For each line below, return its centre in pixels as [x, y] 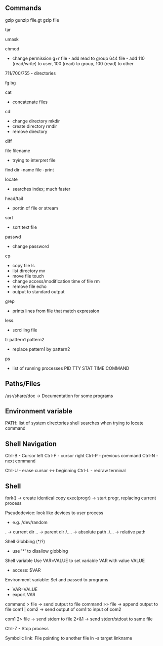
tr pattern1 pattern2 [25, 339]
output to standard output [39, 291]
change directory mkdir [36, 121]
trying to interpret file [34, 160]
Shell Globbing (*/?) [25, 542]
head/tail [14, 198]
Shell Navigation [31, 444]
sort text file [24, 227]
